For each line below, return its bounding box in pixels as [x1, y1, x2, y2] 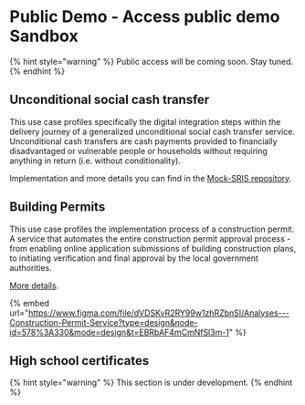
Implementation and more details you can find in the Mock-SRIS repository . [9, 172, 292, 183]
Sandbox [9, 26, 79, 47]
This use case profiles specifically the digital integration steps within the [9, 116, 281, 127]
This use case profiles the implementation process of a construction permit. [9, 223, 295, 234]
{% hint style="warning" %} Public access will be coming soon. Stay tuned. [9, 56, 294, 67]
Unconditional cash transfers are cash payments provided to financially [9, 135, 278, 147]
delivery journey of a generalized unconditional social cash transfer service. [9, 126, 295, 137]
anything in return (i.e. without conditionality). [9, 155, 181, 166]
